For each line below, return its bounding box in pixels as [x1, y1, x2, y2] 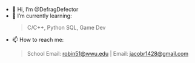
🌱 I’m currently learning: [12, 12, 72, 19]
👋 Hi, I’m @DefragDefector [12, 6, 79, 13]
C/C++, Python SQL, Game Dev [27, 24, 106, 31]
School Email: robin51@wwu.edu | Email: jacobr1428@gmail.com [27, 50, 189, 57]
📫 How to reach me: [12, 36, 64, 43]
